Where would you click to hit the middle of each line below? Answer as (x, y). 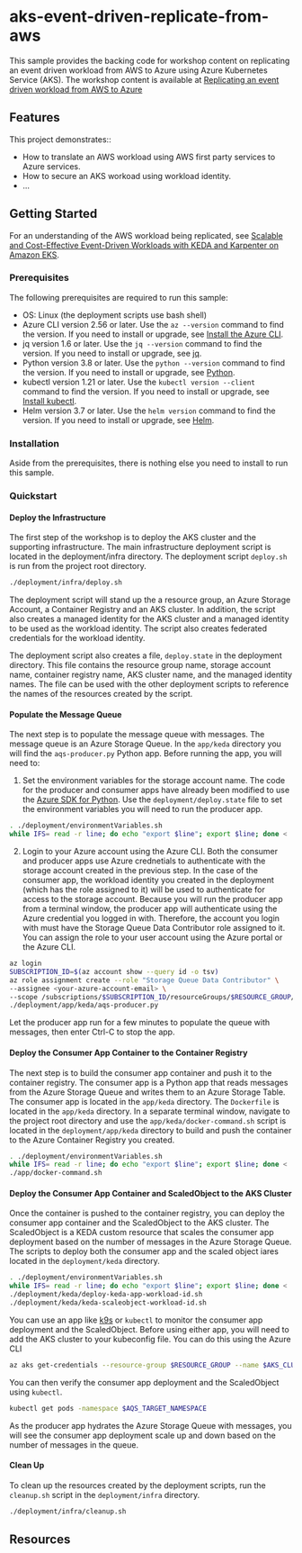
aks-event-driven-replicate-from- (139, 17)
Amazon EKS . (35, 255)
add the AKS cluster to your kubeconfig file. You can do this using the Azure (150, 1339)
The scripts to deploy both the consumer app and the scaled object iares (144, 1251)
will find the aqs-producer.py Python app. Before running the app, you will (146, 754)
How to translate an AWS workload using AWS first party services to (149, 157)
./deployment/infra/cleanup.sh (68, 1511)
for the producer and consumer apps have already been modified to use (156, 790)
